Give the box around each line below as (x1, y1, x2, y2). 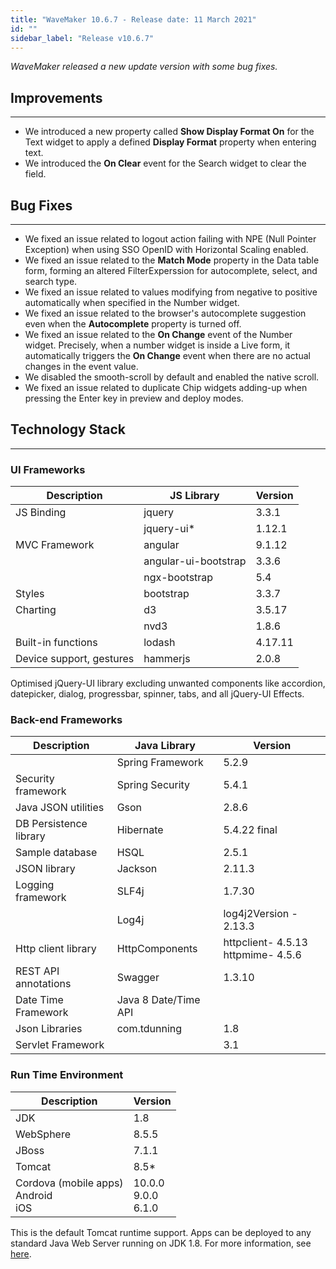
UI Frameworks (10, 462, 86, 476)
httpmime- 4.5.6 (223, 948, 302, 962)
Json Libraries (15, 1022, 83, 1036)
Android (15, 1188, 53, 1202)
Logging (15, 878, 55, 892)
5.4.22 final (223, 823, 278, 837)
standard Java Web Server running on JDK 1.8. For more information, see (10, 1237, 312, 1249)
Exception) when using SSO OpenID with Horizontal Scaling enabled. (24, 244, 309, 255)
